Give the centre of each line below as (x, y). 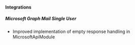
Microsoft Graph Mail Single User (41, 19)
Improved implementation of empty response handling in (71, 31)
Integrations (18, 7)
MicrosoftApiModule (34, 37)
